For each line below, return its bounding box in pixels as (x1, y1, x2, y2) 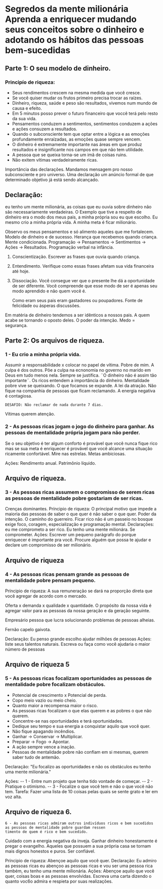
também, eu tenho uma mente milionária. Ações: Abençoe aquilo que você (5, 868, 155, 874)
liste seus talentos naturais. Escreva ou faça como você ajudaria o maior (5, 641, 150, 647)
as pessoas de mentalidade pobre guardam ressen (5, 825, 106, 830)
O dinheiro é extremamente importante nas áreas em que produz (12, 141, 143, 147)
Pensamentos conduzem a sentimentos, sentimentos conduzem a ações (12, 121, 158, 127)
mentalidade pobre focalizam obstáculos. (5, 681, 106, 688)
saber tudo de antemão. (12, 754, 60, 760)
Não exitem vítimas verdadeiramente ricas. (12, 157, 98, 163)
